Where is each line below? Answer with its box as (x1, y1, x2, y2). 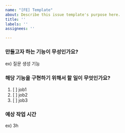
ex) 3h (5, 122, 19, 129)
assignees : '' (5, 26, 35, 31)
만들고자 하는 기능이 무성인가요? (5, 49, 79, 56)
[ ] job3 (12, 97, 28, 103)
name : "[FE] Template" (5, 7, 53, 13)
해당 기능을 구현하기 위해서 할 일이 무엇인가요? (5, 74, 111, 81)
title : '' (5, 17, 26, 22)
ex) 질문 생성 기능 (5, 61, 40, 67)
